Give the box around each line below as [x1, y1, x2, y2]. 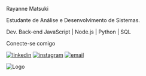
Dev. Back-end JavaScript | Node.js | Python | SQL [6, 28, 132, 35]
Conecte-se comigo [6, 40, 56, 47]
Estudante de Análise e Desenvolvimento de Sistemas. [6, 17, 141, 23]
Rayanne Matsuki [6, 5, 49, 12]
